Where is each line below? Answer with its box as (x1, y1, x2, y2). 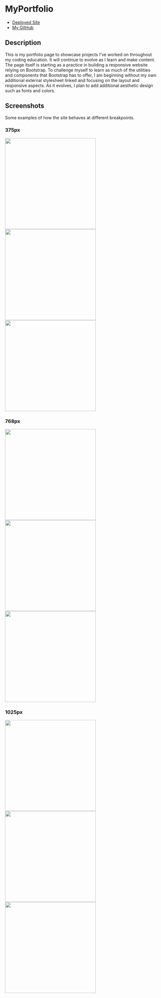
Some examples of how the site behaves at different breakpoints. (5, 115, 135, 120)
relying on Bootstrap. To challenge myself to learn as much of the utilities (5, 67, 151, 73)
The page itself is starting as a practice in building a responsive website (5, 62, 148, 67)
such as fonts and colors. (5, 87, 56, 93)
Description (5, 39, 41, 47)
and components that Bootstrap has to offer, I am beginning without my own (5, 72, 157, 78)
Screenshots (5, 102, 44, 110)
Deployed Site (12, 19, 40, 25)
